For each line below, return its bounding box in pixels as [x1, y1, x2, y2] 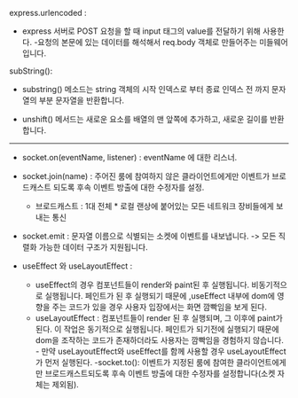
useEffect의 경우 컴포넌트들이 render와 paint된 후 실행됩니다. [35, 279, 250, 290]
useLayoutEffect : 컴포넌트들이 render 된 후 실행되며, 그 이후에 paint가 [35, 313, 284, 323]
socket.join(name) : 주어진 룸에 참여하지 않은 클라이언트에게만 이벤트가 [21, 171, 271, 181]
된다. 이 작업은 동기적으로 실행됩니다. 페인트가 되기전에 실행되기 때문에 [35, 324, 279, 334]
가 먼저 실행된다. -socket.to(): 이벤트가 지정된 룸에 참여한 [35, 357, 235, 367]
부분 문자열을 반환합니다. [38, 95, 125, 105]
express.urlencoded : [9, 8, 87, 18]
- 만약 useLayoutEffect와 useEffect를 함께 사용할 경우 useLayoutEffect [35, 346, 286, 356]
